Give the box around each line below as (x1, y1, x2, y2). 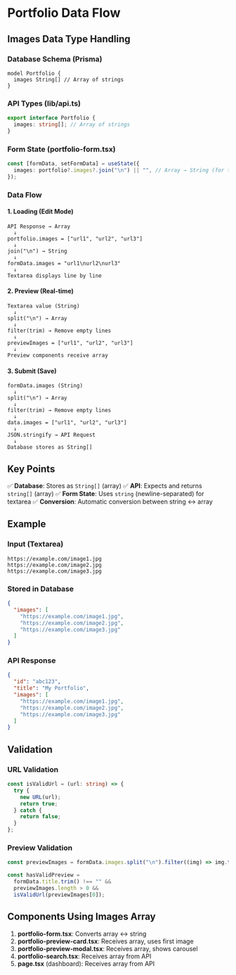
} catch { (13, 807, 42, 814)
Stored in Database (7, 584, 74, 594)
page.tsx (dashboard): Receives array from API (17, 959, 155, 968)
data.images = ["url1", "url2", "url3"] (7, 419, 128, 426)
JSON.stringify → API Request (7, 431, 96, 439)
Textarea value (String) (7, 302, 80, 310)
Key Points (7, 463, 55, 475)
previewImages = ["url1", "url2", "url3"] (7, 340, 133, 347)
